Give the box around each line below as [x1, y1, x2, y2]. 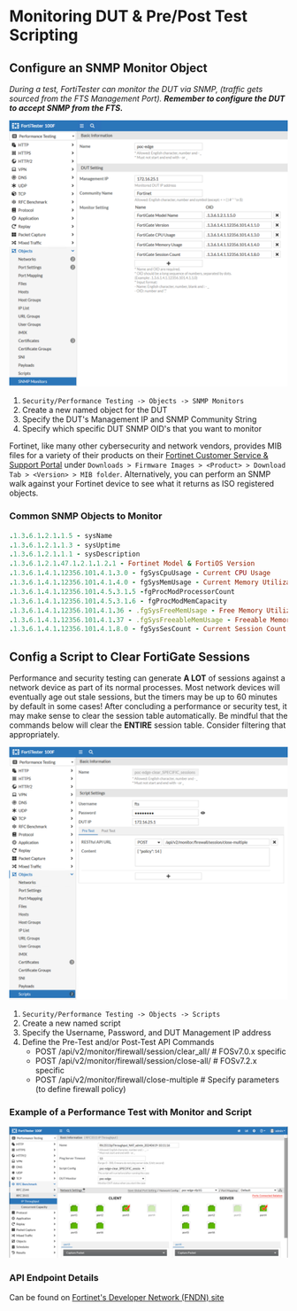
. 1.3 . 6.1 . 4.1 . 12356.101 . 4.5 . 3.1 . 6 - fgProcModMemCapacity [9, 597, 227, 605]
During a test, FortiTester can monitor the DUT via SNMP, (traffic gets [9, 84, 263, 94]
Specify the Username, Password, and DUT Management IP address [21, 1026, 271, 1038]
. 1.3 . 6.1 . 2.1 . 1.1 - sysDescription [9, 550, 141, 559]
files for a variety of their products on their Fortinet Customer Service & [9, 450, 269, 461]
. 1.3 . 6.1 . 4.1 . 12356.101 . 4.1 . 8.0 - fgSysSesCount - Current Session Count [9, 625, 287, 634]
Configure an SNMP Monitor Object [9, 60, 208, 75]
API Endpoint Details [9, 1272, 99, 1284]
